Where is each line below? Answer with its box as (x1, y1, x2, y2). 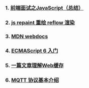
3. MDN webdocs (5, 32, 48, 39)
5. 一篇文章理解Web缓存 (5, 61, 64, 68)
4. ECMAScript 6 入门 (5, 47, 58, 54)
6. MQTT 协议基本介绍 (5, 76, 59, 83)
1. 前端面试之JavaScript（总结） (5, 4, 84, 11)
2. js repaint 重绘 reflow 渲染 (5, 19, 75, 26)
